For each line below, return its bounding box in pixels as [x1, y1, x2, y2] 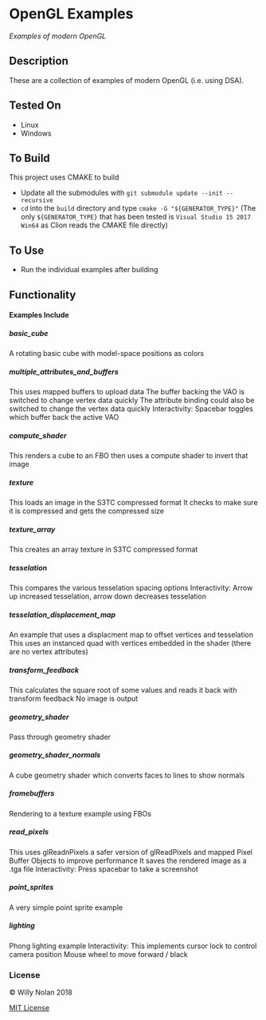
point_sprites [9, 883, 54, 892]
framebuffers [9, 789, 55, 798]
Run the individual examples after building [20, 265, 158, 275]
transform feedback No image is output [9, 694, 139, 703]
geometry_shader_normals [9, 750, 101, 760]
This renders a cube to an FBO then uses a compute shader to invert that [9, 451, 248, 461]
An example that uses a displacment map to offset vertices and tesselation [9, 630, 254, 639]
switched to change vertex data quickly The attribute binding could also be [9, 396, 255, 405]
